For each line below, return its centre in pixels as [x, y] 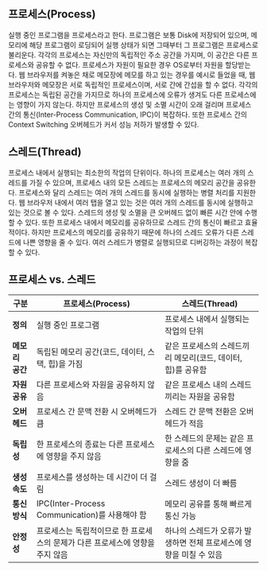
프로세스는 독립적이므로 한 [82, 531]
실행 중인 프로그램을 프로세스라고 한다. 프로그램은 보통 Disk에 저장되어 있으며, [129, 35]
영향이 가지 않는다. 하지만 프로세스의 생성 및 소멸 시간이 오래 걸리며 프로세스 [134, 104]
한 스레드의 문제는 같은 [204, 438]
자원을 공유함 [212, 397]
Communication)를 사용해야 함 [91, 515]
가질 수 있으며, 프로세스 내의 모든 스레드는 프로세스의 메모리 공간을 [132, 182]
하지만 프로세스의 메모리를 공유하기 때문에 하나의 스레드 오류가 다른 [135, 232]
